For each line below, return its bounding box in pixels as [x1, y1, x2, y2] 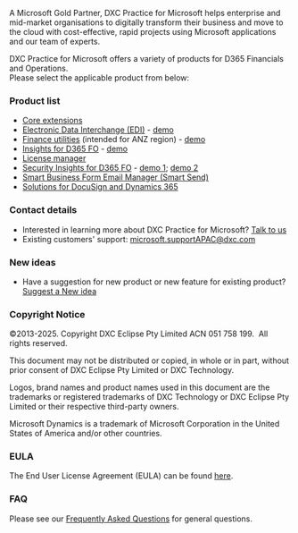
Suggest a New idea [21, 285, 97, 296]
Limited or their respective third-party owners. [9, 402, 180, 412]
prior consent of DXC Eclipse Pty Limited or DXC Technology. [9, 365, 235, 376]
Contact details [9, 204, 78, 216]
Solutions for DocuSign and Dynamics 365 [21, 182, 178, 192]
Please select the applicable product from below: [9, 72, 190, 83]
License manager [21, 153, 87, 164]
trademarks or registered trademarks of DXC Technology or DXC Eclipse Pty [9, 392, 290, 402]
